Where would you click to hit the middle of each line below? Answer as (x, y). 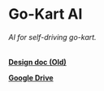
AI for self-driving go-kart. (52, 37)
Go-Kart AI (45, 14)
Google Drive (31, 78)
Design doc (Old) (37, 63)
